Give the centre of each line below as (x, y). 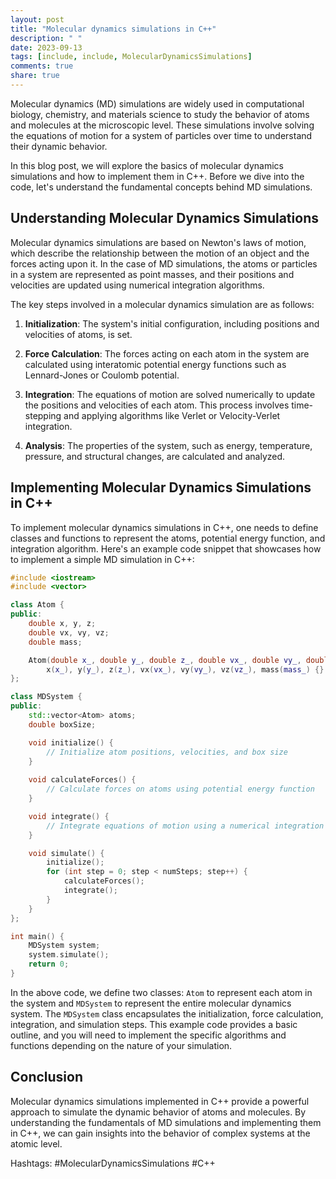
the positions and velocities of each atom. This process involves (157, 405)
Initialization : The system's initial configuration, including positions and (172, 323)
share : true (35, 76)
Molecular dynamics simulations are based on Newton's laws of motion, (158, 242)
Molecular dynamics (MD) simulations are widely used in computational (157, 103)
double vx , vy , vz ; (69, 632)
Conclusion (47, 1077)
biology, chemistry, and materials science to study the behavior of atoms (160, 114)
